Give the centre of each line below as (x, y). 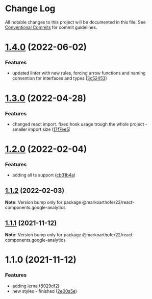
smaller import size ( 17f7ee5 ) (41, 129)
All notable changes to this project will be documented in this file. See (76, 22)
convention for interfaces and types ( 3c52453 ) (60, 78)
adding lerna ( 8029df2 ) (36, 286)
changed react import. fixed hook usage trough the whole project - (80, 124)
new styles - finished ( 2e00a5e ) (45, 291)
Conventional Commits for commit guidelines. (51, 27)
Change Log (30, 9)
